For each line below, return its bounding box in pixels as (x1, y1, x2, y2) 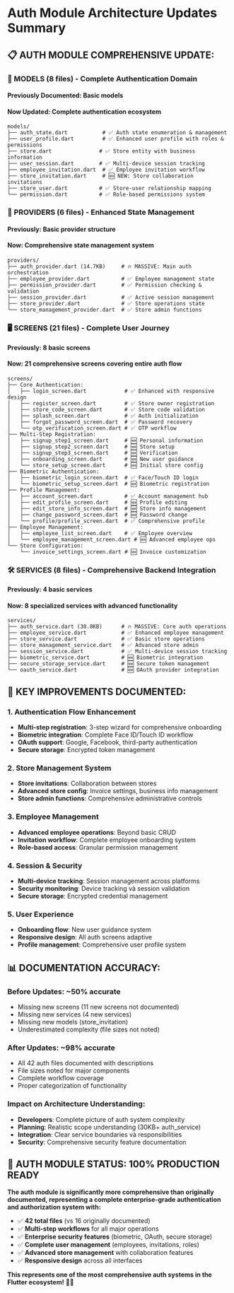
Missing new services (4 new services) (17, 1010, 132, 1019)
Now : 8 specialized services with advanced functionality (7, 601, 178, 609)
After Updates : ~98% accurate (7, 1043, 115, 1053)
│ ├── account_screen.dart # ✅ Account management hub (7, 493, 209, 500)
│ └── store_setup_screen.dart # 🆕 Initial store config (7, 462, 204, 469)
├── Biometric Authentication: (7, 468, 100, 475)
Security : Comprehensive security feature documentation (17, 1137, 187, 1146)
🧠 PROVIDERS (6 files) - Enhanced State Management (7, 207, 195, 217)
